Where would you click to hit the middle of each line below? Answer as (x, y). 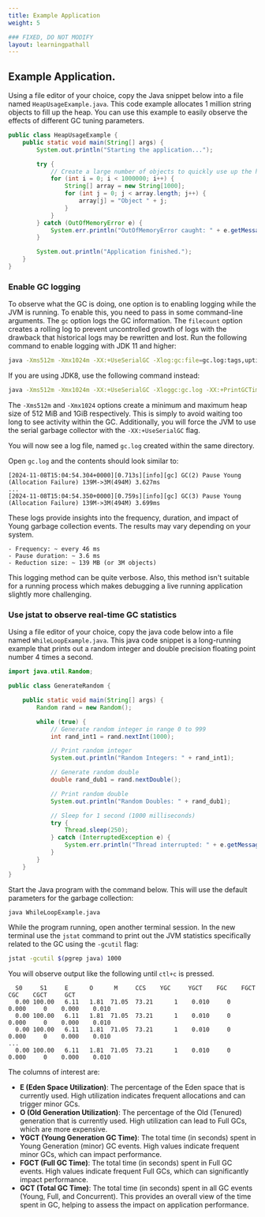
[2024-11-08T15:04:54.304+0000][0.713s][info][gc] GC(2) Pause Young (125, 475)
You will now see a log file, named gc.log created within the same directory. (131, 445)
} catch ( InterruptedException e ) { (110, 838)
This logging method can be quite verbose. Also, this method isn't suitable (129, 577)
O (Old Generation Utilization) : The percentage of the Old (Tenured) (131, 1113)
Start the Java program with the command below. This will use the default (128, 889)
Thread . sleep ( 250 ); (96, 831)
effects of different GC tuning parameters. (76, 121)
